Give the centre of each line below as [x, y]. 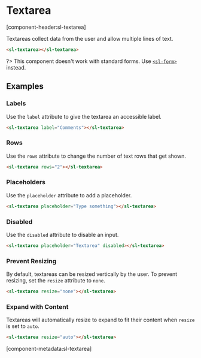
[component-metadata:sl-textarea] [49, 349]
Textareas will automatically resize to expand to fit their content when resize [100, 320]
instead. [16, 67]
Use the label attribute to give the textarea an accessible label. [84, 116]
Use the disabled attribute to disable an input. [63, 235]
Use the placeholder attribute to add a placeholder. [69, 195]
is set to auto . [23, 326]
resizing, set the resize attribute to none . [56, 281]
